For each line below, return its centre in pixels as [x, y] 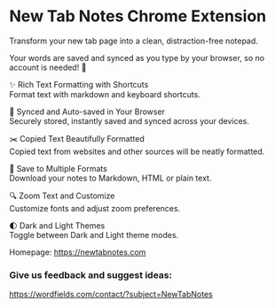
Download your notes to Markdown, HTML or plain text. [110, 178]
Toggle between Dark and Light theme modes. [94, 235]
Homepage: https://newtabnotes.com [78, 252]
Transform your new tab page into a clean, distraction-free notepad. [134, 41]
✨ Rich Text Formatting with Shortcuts [79, 84]
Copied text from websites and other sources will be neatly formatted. [137, 151]
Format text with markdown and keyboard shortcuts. [105, 94]
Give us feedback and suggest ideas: [91, 274]
